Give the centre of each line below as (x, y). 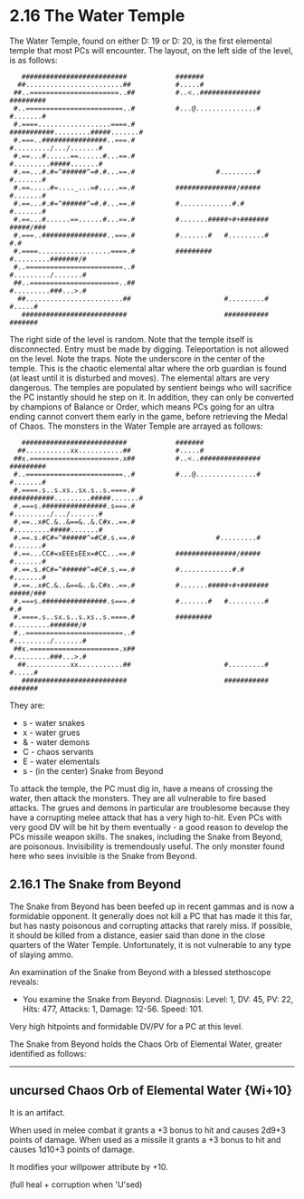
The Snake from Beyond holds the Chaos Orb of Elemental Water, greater (146, 1044)
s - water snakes (54, 722)
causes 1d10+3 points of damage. (72, 1149)
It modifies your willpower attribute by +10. (89, 1166)
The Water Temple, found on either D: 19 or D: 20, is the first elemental (141, 41)
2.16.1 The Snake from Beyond (95, 885)
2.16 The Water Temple (97, 16)
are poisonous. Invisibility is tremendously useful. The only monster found (147, 846)
